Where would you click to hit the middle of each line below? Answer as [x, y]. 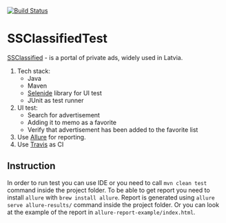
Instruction [31, 166]
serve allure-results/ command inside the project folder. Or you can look [113, 204]
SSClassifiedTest [58, 39]
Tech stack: [33, 71]
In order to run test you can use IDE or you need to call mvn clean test [107, 182]
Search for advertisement [63, 115]
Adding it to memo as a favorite [72, 122]
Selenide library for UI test [64, 93]
